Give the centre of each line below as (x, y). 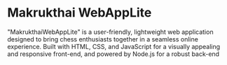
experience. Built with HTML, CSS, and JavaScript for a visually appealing (114, 46)
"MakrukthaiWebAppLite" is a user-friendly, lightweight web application (110, 32)
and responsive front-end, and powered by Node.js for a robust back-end (113, 54)
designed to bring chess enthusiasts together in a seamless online (103, 39)
